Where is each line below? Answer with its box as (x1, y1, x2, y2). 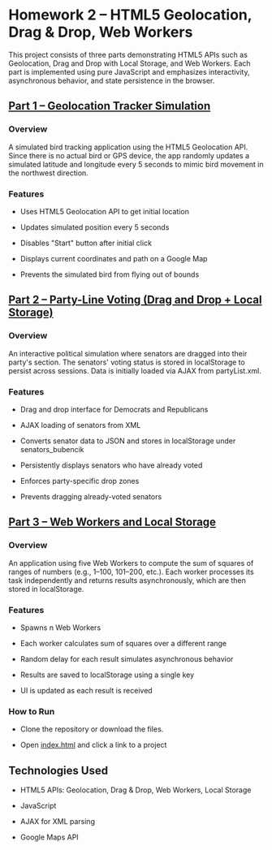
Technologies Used (8, 763, 108, 777)
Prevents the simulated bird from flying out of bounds (19, 270, 200, 279)
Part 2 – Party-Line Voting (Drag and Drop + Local (8, 293, 262, 307)
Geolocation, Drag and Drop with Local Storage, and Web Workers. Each (8, 58, 251, 68)
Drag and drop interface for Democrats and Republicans (19, 404, 209, 414)
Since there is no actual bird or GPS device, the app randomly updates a (8, 150, 250, 160)
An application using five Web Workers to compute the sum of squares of (8, 558, 254, 567)
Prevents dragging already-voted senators (19, 491, 162, 501)
